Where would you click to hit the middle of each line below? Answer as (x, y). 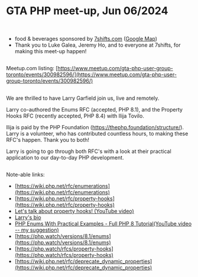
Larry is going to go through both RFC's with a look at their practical (89, 151)
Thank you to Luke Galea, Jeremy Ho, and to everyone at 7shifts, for (98, 45)
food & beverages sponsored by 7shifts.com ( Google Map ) (86, 38)
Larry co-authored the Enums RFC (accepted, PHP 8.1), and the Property (95, 109)
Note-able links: (26, 175)
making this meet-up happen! (51, 51)
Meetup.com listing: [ (32, 69)
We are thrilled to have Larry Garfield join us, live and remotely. (83, 98)
